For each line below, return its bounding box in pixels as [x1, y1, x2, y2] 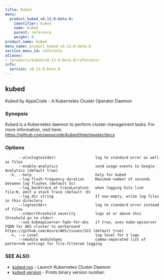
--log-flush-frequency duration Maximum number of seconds [18, 177, 151, 182]
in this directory [5, 198, 43, 203]
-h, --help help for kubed [9, 173, 126, 178]
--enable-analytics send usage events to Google [18, 164, 155, 169]
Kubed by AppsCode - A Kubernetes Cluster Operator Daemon [5, 98, 132, 104]
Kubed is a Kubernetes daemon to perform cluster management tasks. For [5, 122, 155, 127]
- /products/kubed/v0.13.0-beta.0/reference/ [5, 58, 100, 62]
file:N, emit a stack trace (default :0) [5, 190, 91, 195]
